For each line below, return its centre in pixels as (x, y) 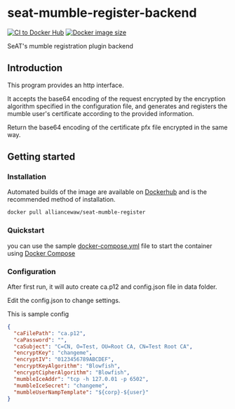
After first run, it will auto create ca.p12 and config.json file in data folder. (112, 287)
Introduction (35, 68)
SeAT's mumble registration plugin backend (70, 46)
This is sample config (38, 313)
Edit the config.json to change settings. (64, 300)
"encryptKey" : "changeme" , (53, 353)
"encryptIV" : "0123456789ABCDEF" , (64, 360)
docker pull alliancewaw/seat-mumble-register (76, 212)
